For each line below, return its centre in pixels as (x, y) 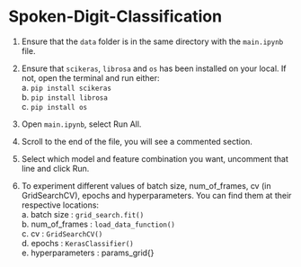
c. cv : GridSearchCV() (62, 233)
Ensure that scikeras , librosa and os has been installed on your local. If (154, 68)
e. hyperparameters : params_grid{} (88, 253)
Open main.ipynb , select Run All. (81, 124)
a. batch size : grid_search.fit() (83, 214)
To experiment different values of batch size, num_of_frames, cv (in (146, 185)
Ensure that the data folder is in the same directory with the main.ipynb (152, 41)
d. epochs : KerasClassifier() (77, 243)
